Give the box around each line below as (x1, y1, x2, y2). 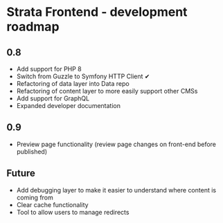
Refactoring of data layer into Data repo (16, 80, 130, 87)
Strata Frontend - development (6, 4, 188, 20)
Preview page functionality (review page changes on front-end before (16, 140, 216, 148)
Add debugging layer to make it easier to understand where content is (16, 186, 216, 194)
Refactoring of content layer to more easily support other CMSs (16, 87, 198, 95)
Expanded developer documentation (16, 102, 121, 109)
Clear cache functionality (16, 200, 89, 208)
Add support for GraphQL (16, 94, 90, 102)
